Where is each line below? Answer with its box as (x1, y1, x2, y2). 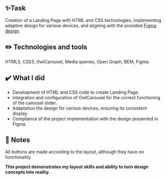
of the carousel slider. (12, 100, 57, 106)
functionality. (5, 154, 32, 160)
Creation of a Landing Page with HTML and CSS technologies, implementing (5, 17, 162, 23)
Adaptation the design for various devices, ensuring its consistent (12, 105, 148, 111)
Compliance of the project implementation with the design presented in (12, 116, 158, 122)
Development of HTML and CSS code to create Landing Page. (12, 89, 140, 95)
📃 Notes (5, 136, 30, 144)
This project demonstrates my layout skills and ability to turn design (5, 164, 149, 170)
